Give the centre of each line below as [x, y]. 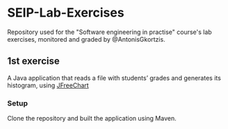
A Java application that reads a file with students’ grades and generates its [114, 78]
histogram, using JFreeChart [48, 85]
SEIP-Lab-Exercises [66, 13]
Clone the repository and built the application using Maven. [92, 119]
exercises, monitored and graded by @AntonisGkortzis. [86, 39]
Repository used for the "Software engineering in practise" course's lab [109, 32]
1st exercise [34, 61]
